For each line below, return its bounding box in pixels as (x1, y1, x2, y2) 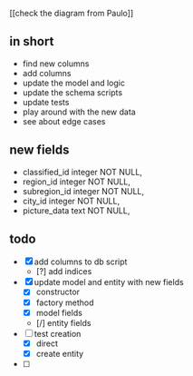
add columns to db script (34, 256, 128, 267)
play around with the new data (22, 106, 136, 117)
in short (9, 34, 54, 49)
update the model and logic (22, 77, 125, 88)
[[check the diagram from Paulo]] (9, 8, 134, 18)
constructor (35, 286, 80, 298)
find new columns (22, 58, 90, 69)
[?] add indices (35, 266, 92, 277)
